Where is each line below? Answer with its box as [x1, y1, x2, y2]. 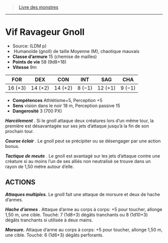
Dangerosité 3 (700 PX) [12, 107, 62, 114]
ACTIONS [5, 178, 36, 186]
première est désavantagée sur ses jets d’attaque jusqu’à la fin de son [5, 122, 149, 129]
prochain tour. [5, 128, 34, 134]
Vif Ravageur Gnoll [5, 26, 85, 38]
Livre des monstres [18, 4, 58, 10]
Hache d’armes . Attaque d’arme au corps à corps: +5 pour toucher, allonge [5, 206, 162, 212]
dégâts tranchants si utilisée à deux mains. [5, 217, 93, 223]
